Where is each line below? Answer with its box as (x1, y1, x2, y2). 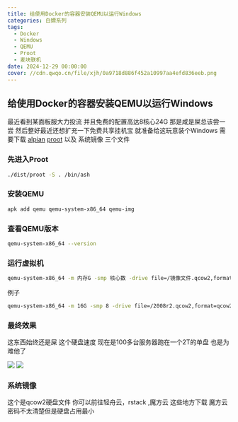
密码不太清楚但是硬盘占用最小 (7, 407, 94, 416)
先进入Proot (7, 155, 48, 165)
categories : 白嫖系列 (7, 17, 67, 24)
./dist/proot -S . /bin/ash (7, 171, 91, 178)
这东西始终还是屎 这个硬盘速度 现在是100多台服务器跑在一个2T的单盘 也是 (7, 338, 223, 346)
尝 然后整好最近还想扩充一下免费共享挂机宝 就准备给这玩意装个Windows (7, 127, 218, 135)
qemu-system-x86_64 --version (7, 240, 97, 247)
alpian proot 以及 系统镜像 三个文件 (27, 135, 130, 143)
